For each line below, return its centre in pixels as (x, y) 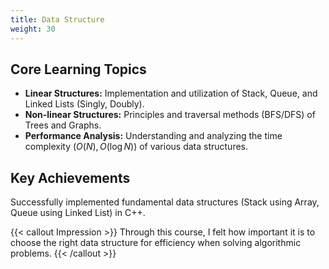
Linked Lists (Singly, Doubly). (84, 104)
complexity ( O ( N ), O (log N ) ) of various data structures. (136, 147)
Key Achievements (70, 177)
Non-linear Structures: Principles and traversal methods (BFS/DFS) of (170, 115)
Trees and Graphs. (63, 125)
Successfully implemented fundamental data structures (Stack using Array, (165, 202)
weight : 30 (33, 29)
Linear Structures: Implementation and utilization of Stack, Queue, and (171, 93)
